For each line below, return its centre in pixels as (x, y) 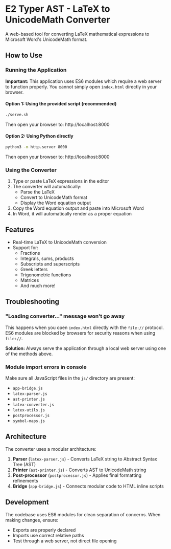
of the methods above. (29, 354)
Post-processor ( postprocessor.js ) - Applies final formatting (77, 475)
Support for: (26, 247)
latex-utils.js (29, 410)
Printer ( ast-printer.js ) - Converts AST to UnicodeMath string (79, 470)
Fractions (30, 253)
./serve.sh (17, 115)
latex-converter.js (33, 405)
